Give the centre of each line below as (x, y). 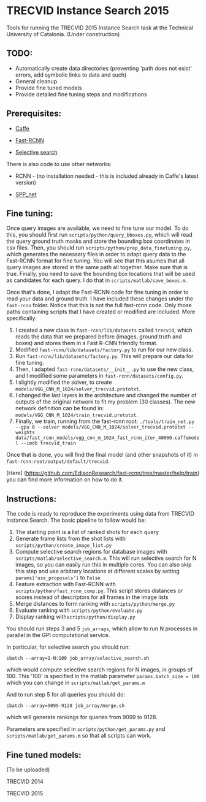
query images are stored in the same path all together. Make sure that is (97, 267)
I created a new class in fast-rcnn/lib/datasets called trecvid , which (104, 330)
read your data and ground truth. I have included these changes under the (100, 299)
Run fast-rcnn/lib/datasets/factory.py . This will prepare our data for (104, 356)
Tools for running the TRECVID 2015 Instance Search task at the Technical (100, 28)
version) (26, 182)
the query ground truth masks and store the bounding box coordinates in (98, 241)
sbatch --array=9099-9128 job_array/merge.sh (65, 706)
